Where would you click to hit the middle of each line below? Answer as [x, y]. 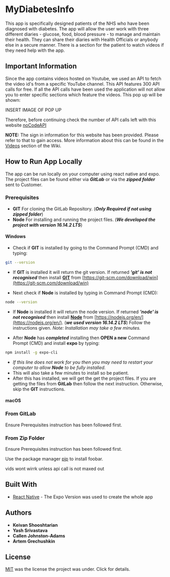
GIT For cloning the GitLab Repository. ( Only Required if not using [82, 208]
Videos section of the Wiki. [33, 146]
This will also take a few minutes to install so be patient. [71, 373]
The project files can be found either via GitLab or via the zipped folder [80, 179]
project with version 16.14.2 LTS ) [47, 225]
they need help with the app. [35, 50]
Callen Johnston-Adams [39, 535]
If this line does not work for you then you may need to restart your [83, 362]
